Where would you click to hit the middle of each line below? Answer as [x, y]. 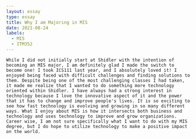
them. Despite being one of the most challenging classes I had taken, [95, 80]
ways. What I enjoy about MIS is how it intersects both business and [94, 111]
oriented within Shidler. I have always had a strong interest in [89, 91]
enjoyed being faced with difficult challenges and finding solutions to [98, 75]
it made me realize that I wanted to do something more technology [90, 85]
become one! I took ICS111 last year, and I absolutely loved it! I [92, 70]
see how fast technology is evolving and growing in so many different [95, 106]
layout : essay [23, 11]
